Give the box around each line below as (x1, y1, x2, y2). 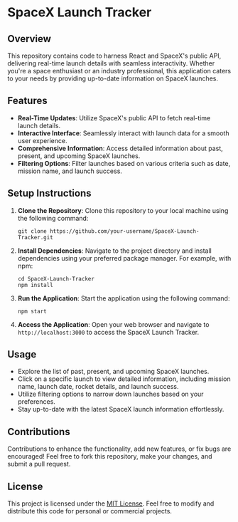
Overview (7, 33, 52, 45)
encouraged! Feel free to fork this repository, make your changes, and (7, 452, 212, 461)
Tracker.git (17, 234, 53, 241)
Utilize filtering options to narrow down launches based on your (17, 390, 204, 399)
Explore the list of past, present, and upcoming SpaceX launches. (17, 367, 210, 376)
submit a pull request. (7, 460, 71, 469)
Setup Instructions (7, 187, 92, 199)
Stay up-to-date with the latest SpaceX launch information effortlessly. (17, 405, 225, 414)
